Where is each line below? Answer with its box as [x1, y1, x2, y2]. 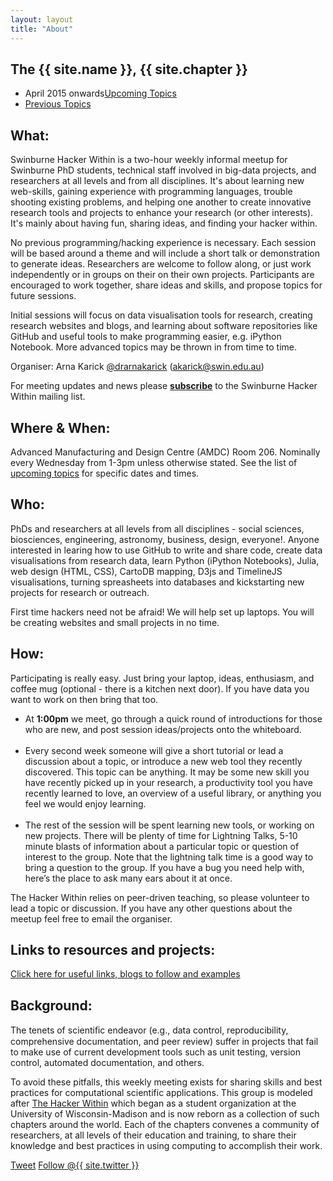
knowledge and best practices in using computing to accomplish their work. [10, 1140, 323, 1152]
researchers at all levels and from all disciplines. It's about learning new [10, 175, 305, 187]
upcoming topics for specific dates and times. [10, 467, 200, 479]
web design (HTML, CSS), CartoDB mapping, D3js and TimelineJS [10, 565, 283, 577]
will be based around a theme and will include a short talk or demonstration [10, 247, 321, 260]
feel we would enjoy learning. [24, 797, 147, 810]
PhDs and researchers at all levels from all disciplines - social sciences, [10, 522, 305, 535]
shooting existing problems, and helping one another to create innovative [10, 196, 312, 208]
